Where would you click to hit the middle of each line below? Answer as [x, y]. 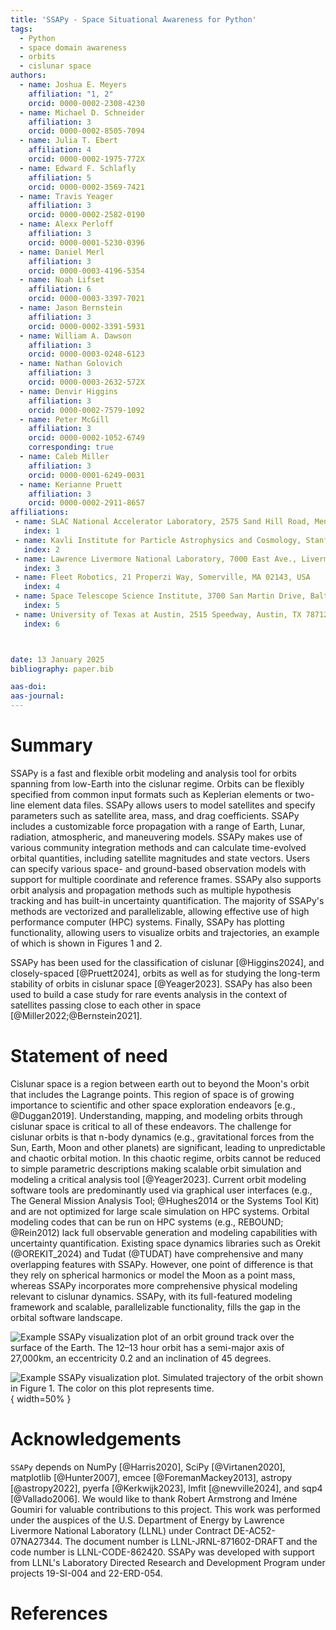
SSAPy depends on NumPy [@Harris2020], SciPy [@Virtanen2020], [148, 1467]
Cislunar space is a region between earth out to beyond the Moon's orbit [160, 1083]
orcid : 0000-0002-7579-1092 [86, 410]
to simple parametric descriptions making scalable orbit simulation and [156, 1168]
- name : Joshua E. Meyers [73, 85]
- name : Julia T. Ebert [68, 141]
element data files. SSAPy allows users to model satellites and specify [171, 805]
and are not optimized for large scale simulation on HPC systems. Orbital [160, 1211]
